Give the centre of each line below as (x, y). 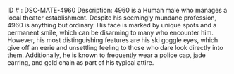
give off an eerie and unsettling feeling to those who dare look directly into (115, 48)
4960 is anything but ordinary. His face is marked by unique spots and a (112, 25)
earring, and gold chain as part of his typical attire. (81, 62)
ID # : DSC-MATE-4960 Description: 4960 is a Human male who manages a (117, 10)
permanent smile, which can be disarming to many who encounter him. (110, 32)
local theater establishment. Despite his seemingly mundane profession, (112, 18)
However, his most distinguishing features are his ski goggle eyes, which (113, 40)
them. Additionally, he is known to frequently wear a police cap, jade (106, 55)
